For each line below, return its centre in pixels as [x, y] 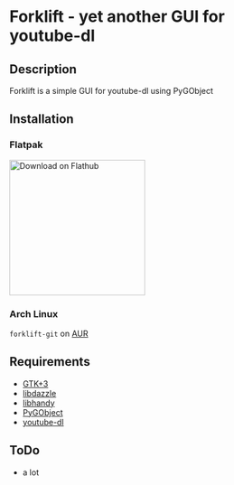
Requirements [50, 362]
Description [43, 69]
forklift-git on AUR [49, 333]
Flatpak [26, 145]
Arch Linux [34, 313]
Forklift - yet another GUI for [117, 17]
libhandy [39, 403]
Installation [42, 119]
